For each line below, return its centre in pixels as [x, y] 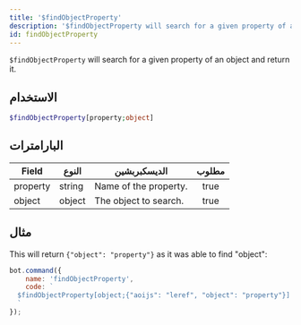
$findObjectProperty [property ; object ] [82, 118]
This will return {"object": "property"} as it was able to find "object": [138, 254]
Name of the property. [141, 186]
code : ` [39, 287]
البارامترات [36, 145]
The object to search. [139, 201]
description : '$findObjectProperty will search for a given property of [148, 26]
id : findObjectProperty [54, 34]
